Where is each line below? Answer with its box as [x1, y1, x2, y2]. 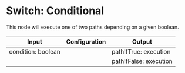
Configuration [66, 37, 106, 45]
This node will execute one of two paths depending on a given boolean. [6, 24, 179, 31]
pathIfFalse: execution [111, 57, 173, 65]
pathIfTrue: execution [111, 47, 171, 55]
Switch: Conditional [6, 4, 105, 18]
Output [132, 37, 153, 45]
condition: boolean [9, 47, 60, 55]
